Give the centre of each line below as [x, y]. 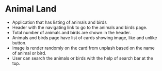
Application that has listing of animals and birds [59, 22]
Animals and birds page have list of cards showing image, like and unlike [84, 38]
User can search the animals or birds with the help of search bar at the [83, 58]
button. [19, 43]
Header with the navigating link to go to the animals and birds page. [80, 27]
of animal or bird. [29, 53]
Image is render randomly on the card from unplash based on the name [83, 48]
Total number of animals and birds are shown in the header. [71, 32]
